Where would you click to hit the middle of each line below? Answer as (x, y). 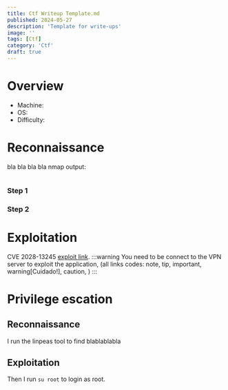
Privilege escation (60, 299)
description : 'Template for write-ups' (64, 26)
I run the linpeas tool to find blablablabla (64, 341)
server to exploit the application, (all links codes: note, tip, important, (104, 264)
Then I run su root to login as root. (56, 379)
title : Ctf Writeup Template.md (53, 13)
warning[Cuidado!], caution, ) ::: (52, 271)
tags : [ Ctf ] (24, 39)
